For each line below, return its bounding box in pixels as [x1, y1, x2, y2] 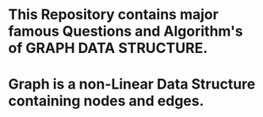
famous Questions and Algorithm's [8, 22, 243, 40]
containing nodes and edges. [8, 92, 204, 110]
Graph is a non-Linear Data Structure [8, 75, 256, 93]
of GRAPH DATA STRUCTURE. [8, 40, 208, 57]
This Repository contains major [8, 6, 219, 24]
